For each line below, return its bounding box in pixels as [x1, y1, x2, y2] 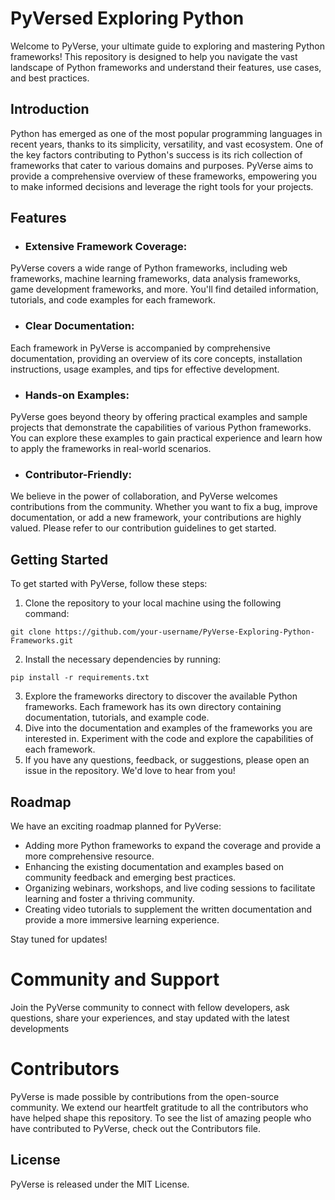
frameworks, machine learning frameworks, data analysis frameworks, [10, 273, 301, 285]
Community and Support [10, 968, 220, 991]
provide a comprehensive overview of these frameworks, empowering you [10, 170, 318, 182]
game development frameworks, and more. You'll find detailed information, [10, 283, 319, 296]
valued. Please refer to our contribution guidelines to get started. [10, 522, 277, 534]
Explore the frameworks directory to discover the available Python [24, 690, 298, 702]
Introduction [10, 101, 90, 118]
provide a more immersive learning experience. [24, 913, 220, 926]
